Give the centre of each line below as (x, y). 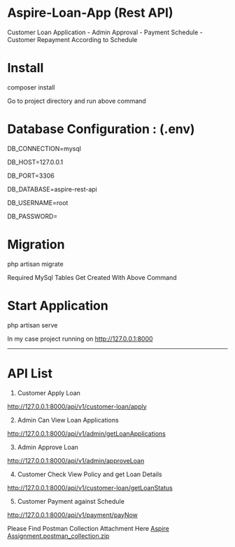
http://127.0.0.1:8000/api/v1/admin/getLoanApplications (86, 433)
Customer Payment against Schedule (71, 501)
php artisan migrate (36, 264)
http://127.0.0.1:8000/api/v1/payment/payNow (73, 515)
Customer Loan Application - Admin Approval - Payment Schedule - (105, 32)
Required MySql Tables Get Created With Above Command (92, 277)
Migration (36, 244)
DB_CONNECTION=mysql (44, 148)
